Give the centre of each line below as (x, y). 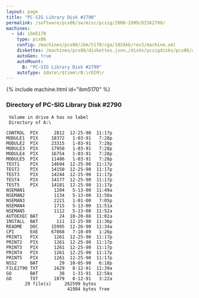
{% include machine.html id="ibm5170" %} (58, 89)
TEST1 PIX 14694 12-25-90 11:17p (59, 164)
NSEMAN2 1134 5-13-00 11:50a (59, 195)
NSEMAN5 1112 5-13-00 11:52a (59, 211)
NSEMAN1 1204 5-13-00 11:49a (59, 190)
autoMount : (30, 61)
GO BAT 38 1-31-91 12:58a (59, 273)
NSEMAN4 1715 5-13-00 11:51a (59, 206)
